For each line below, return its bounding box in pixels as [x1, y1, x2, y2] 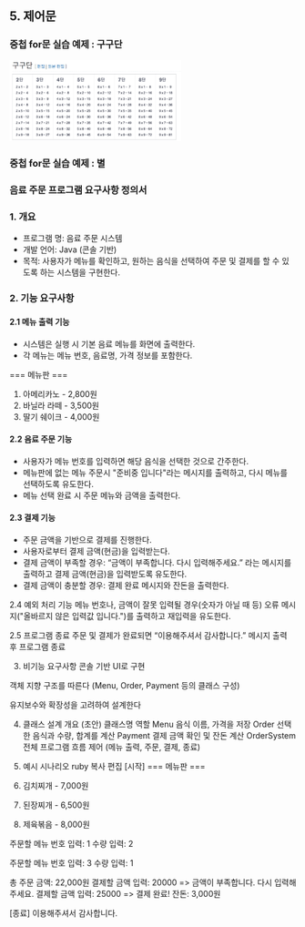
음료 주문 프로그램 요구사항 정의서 [9, 184, 147, 197]
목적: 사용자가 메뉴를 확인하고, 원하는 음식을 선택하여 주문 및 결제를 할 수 [22, 256, 280, 267]
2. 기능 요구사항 [9, 292, 75, 305]
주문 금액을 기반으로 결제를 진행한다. [22, 534, 152, 545]
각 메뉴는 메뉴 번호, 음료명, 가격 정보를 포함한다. [22, 350, 193, 361]
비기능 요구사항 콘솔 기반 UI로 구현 [22, 660, 146, 671]
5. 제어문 [9, 8, 56, 25]
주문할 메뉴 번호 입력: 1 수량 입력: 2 [9, 838, 134, 849]
